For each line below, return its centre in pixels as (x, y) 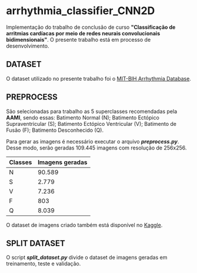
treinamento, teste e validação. (44, 264)
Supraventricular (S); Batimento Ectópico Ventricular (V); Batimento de (91, 124)
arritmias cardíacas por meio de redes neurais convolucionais (83, 33)
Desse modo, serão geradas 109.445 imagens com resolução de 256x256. (96, 148)
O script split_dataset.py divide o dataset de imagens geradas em (87, 258)
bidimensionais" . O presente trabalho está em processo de (79, 39)
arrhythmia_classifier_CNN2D (81, 11)
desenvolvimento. (28, 46)
